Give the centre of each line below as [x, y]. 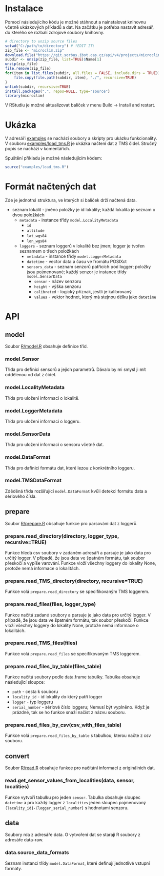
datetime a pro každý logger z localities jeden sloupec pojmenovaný [76, 802]
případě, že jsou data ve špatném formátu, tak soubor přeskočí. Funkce [77, 620]
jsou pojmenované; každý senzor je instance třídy [77, 272]
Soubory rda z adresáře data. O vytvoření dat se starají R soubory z [73, 835]
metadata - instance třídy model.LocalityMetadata [69, 220]
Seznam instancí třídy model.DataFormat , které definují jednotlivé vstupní [78, 863]
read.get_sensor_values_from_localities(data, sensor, [70, 780]
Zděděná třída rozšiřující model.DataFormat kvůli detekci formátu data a [76, 491]
